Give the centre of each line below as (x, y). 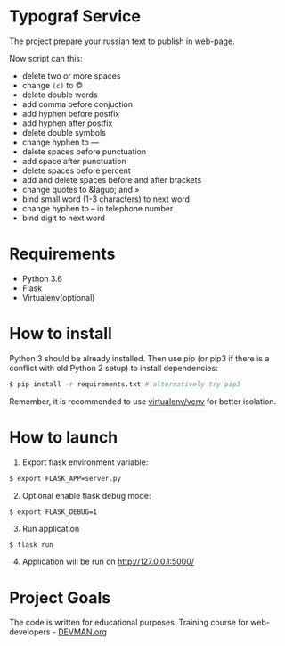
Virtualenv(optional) (58, 297)
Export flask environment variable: (85, 462)
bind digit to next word (63, 218)
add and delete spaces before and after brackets (112, 179)
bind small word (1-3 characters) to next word (106, 199)
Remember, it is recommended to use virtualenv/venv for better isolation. (143, 401)
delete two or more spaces (71, 75)
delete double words (60, 95)
